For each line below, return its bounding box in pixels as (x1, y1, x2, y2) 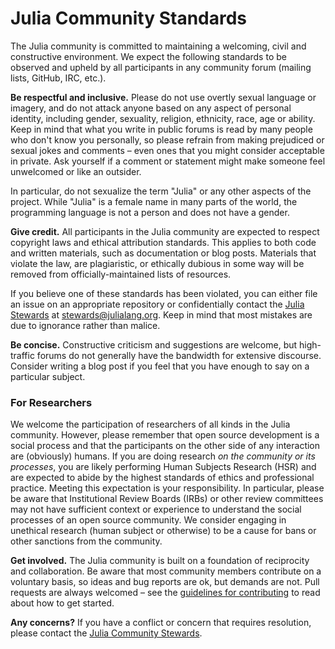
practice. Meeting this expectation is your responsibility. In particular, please (10, 482, 325, 494)
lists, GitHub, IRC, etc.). (10, 72, 107, 84)
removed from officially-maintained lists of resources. (10, 268, 232, 280)
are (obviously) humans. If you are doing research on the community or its (10, 450, 316, 462)
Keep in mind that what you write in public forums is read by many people (10, 123, 313, 135)
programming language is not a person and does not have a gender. (10, 206, 290, 218)
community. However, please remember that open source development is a (10, 429, 320, 441)
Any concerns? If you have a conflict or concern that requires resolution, (10, 617, 312, 629)
